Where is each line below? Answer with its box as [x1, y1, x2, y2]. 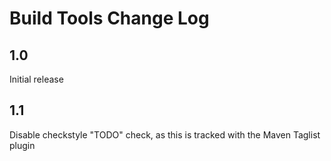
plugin [9, 139, 36, 151]
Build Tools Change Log [9, 7, 210, 30]
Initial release [9, 73, 64, 85]
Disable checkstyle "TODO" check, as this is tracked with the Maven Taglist [9, 128, 321, 141]
